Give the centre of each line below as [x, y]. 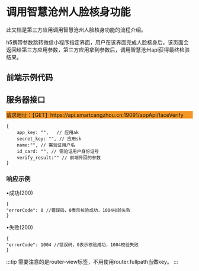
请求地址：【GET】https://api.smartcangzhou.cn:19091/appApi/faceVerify [95, 115]
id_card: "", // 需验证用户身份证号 [58, 152]
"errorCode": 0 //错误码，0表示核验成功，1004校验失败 [68, 211]
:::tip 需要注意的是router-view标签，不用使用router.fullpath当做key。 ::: [92, 262]
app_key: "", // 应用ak [48, 133]
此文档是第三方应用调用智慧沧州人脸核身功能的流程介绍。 [76, 30]
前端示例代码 [30, 78]
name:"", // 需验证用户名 [46, 145]
